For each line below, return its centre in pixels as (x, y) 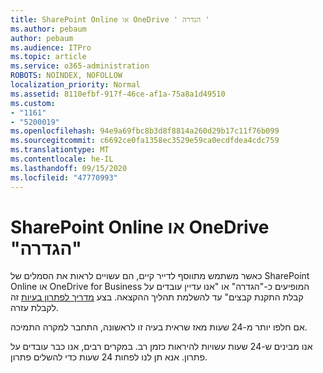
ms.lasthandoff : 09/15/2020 (69, 168)
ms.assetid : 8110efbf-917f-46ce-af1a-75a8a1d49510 (118, 94)
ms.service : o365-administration (80, 66)
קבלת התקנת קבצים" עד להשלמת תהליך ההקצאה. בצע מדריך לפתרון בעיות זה (157, 297)
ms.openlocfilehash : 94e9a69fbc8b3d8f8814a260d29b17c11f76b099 (145, 131)
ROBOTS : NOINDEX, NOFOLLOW (66, 76)
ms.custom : (33, 103)
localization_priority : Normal (75, 85)
